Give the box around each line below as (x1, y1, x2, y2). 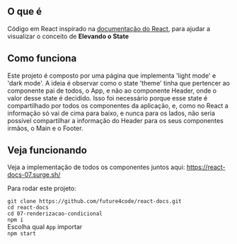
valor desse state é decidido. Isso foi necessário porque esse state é (7, 93, 208, 102)
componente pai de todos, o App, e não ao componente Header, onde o (7, 86, 217, 95)
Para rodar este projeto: (7, 184, 76, 193)
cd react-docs (7, 204, 50, 211)
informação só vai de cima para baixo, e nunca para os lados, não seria (7, 109, 216, 117)
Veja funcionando (7, 144, 87, 156)
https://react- (186, 163, 226, 172)
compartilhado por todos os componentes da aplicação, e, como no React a (7, 101, 229, 110)
